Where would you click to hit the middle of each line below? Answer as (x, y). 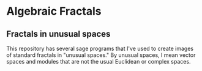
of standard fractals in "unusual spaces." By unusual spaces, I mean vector (101, 55)
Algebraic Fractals (54, 11)
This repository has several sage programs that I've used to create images (100, 48)
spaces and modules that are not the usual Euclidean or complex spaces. (99, 62)
